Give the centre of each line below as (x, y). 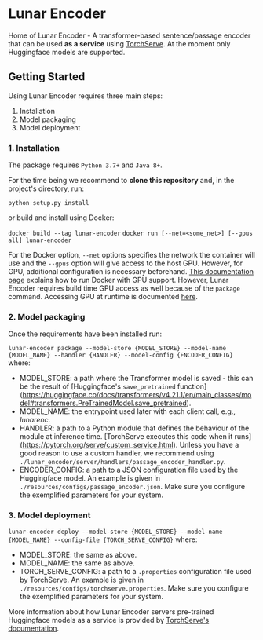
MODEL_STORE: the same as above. (78, 554)
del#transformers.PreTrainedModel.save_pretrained (103, 403)
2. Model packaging (47, 316)
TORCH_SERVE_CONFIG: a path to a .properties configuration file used (135, 571)
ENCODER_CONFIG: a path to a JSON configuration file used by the (129, 470)
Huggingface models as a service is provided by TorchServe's (109, 620)
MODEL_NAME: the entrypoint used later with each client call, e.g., (127, 411)
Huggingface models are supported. (67, 52)
